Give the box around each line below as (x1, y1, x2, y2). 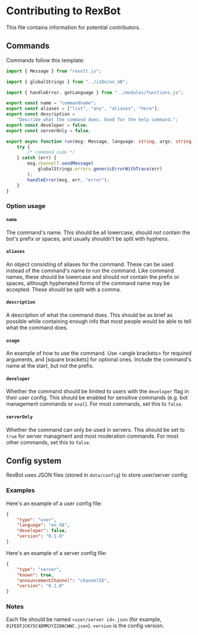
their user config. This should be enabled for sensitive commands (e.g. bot (6, 394, 188, 401)
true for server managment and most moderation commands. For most (6, 432, 179, 440)
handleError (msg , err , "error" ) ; (27, 177, 110, 183)
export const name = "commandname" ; (6, 100, 96, 106)
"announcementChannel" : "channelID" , (17, 578, 110, 583)
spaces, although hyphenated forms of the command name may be (6, 280, 170, 287)
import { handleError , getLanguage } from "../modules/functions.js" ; (6, 89, 184, 95)
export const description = (6, 111, 76, 117)
